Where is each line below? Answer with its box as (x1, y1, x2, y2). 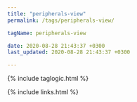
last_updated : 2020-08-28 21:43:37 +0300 (7, 49, 131, 56)
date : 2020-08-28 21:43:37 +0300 (7, 42, 105, 49)
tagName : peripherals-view (7, 30, 86, 37)
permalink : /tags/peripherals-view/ (7, 17, 115, 24)
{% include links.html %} (7, 88, 79, 96)
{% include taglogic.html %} (7, 75, 89, 83)
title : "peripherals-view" (7, 10, 86, 18)
